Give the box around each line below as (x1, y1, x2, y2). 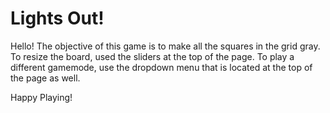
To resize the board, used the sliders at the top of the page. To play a (10, 50, 295, 62)
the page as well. (10, 72, 81, 84)
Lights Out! (10, 7, 105, 30)
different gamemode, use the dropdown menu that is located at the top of (10, 61, 313, 73)
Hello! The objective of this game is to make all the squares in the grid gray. (10, 40, 321, 52)
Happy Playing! (10, 91, 73, 103)
